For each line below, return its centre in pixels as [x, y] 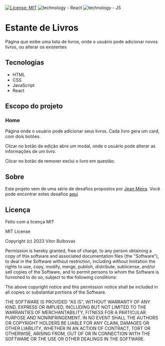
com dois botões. [23, 137]
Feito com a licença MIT [30, 222]
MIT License [18, 231]
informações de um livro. [31, 152]
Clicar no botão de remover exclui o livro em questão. [60, 161]
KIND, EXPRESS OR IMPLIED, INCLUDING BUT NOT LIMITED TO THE [76, 307]
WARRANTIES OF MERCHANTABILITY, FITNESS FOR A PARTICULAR [76, 313]
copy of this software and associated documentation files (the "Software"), [82, 256]
